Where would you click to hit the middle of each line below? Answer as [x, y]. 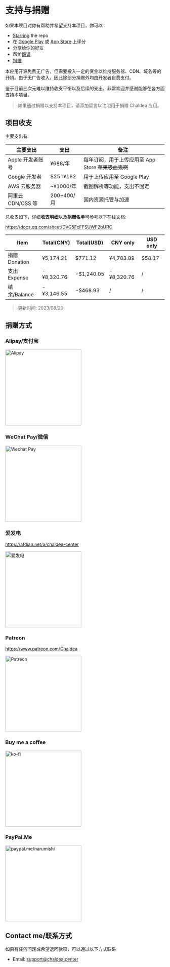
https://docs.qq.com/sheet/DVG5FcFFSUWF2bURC [59, 227]
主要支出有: [17, 136]
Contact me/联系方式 [39, 936]
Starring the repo [30, 35]
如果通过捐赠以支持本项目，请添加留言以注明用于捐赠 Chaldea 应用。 [90, 105]
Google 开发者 [25, 177]
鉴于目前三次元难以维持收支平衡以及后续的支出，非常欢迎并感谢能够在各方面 [85, 88]
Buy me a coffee [26, 742]
